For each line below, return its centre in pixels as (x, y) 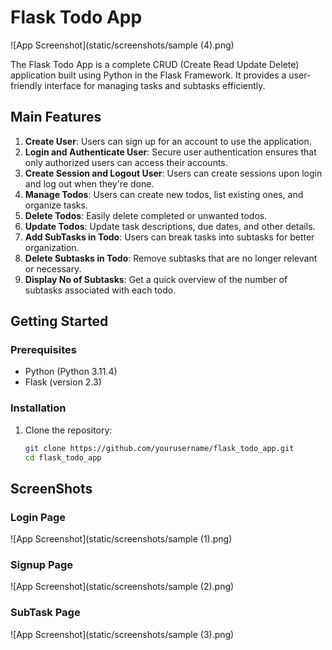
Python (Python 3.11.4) (71, 372)
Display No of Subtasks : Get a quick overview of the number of (156, 279)
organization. (52, 247)
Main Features (56, 117)
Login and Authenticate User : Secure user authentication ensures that (170, 152)
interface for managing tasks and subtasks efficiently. (155, 85)
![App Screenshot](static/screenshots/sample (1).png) (121, 539)
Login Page (38, 517)
